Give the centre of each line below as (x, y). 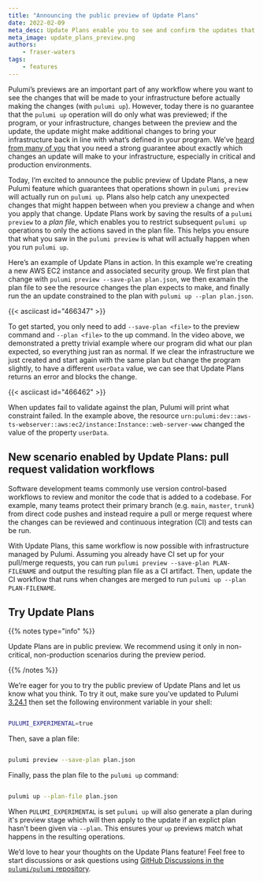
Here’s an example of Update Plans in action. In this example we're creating (131, 262)
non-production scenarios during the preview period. (120, 655)
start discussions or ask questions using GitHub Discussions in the (116, 860)
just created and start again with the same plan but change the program (125, 360)
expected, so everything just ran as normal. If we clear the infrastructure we (131, 351)
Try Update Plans (51, 612)
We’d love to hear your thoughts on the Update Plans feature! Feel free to (127, 852)
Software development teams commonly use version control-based (117, 488)
